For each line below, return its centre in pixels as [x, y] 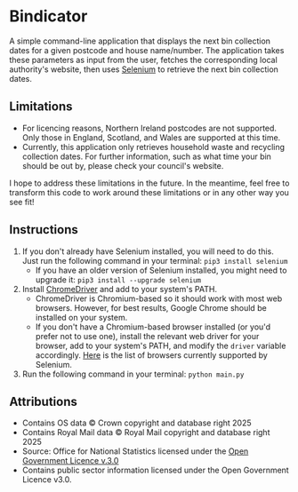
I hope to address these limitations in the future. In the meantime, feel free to [149, 183]
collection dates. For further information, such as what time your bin [146, 156]
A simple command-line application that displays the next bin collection [140, 41]
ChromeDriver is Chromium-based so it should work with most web [159, 298]
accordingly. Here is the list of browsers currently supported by [152, 355]
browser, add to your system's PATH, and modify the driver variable [161, 345]
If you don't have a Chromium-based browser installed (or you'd [153, 327]
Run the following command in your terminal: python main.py [133, 374]
